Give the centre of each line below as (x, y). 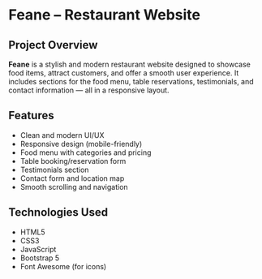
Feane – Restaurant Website (105, 15)
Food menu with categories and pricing (86, 152)
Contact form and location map (72, 178)
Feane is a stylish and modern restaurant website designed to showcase (130, 64)
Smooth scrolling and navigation (74, 187)
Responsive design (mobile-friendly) (81, 144)
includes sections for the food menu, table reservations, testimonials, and (131, 82)
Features (31, 116)
